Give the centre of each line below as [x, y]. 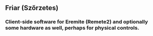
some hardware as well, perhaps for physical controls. [72, 28]
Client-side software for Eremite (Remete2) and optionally [77, 22]
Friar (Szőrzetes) [32, 8]
